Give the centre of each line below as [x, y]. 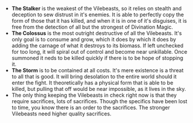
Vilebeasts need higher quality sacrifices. [61, 114]
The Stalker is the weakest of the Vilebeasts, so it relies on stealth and [96, 8]
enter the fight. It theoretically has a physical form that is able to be [92, 83]
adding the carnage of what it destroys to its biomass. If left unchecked [97, 45]
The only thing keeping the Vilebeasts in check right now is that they [94, 95]
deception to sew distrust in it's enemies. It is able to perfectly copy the [98, 15]
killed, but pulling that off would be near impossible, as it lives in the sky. [99, 89]
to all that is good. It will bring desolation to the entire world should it [94, 76]
